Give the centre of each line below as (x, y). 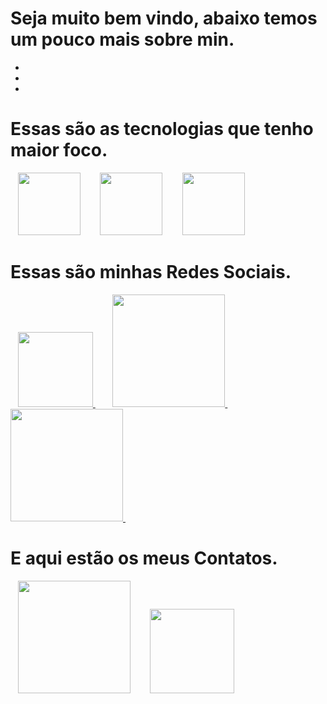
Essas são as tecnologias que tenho (162, 129)
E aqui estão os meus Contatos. (144, 558)
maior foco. (59, 150)
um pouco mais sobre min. (122, 39)
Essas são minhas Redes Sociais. (151, 272)
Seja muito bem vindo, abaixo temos (164, 18)
